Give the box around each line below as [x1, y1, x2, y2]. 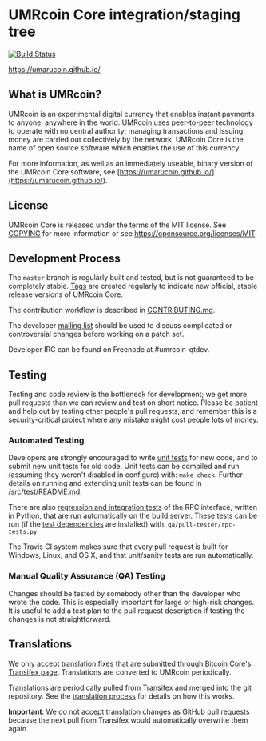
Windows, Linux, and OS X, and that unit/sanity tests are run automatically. [8, 551, 254, 560]
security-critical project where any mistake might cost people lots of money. [8, 415, 259, 425]
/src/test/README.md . [8, 487, 82, 497]
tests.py [8, 528, 38, 536]
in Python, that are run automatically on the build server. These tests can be [8, 511, 258, 521]
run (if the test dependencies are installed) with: [8, 519, 166, 529]
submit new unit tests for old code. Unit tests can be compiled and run [8, 462, 240, 471]
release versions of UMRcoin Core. [8, 290, 124, 299]
